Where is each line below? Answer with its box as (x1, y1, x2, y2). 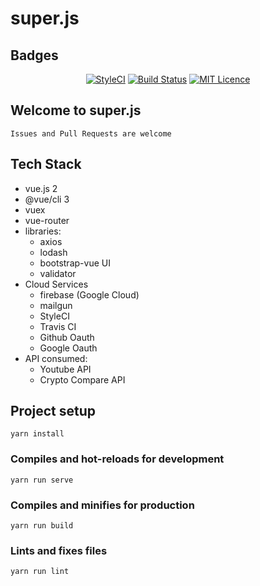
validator (39, 267, 77, 279)
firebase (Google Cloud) (39, 288, 140, 301)
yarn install (10, 429, 65, 439)
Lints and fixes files (10, 543, 108, 557)
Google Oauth (39, 342, 98, 354)
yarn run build (10, 521, 74, 531)
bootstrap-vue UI (39, 257, 111, 269)
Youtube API (39, 363, 92, 375)
